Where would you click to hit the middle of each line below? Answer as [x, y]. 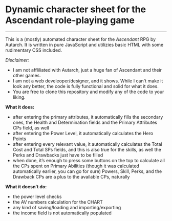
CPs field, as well [31, 128]
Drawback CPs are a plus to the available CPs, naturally [71, 176]
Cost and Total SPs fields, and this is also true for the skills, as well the [87, 149]
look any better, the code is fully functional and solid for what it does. [85, 86]
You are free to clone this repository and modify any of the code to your [88, 92]
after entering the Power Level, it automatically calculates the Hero [83, 133]
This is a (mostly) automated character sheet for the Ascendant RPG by [81, 39]
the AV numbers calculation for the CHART [58, 202]
